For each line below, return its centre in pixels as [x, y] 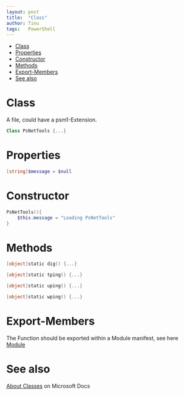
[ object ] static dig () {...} [42, 264]
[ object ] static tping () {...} [45, 275]
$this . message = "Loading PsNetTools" [66, 218]
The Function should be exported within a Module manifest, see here [92, 338]
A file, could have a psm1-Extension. [52, 120]
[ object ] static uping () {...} [45, 286]
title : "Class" [27, 18]
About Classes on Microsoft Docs [48, 386]
